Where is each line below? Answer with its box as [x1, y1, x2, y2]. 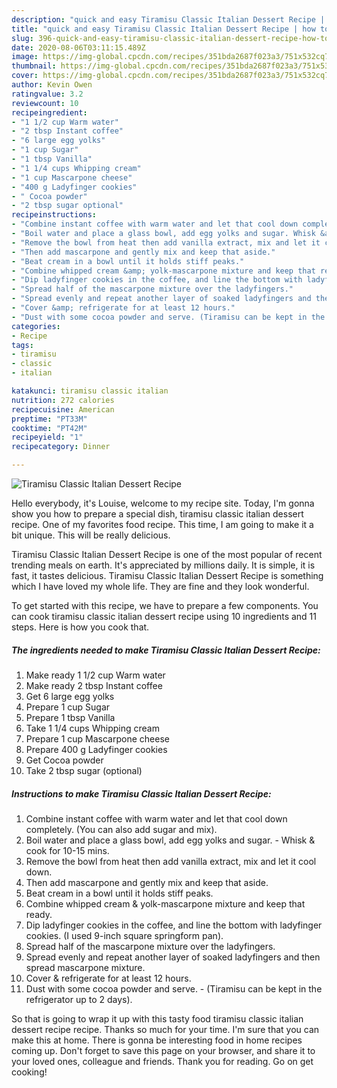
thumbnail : [11, 61, 57, 71]
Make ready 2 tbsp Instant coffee [25, 679, 163, 691]
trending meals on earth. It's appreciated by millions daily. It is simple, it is [11, 559, 316, 571]
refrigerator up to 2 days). [25, 993, 133, 1005]
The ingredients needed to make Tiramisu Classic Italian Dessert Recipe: [11, 644, 321, 656]
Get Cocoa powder [25, 754, 104, 766]
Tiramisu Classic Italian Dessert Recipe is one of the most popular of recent [11, 549, 323, 560]
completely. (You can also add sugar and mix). [25, 823, 218, 835]
